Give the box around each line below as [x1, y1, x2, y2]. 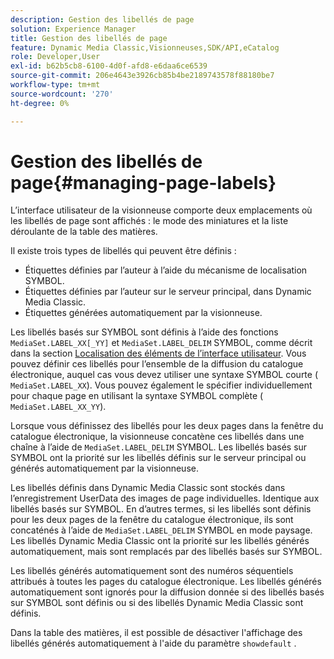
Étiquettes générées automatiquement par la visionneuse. [24, 307, 263, 319]
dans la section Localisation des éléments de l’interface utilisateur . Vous [10, 347, 307, 360]
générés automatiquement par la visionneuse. [10, 462, 199, 475]
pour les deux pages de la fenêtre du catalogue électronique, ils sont [10, 514, 294, 526]
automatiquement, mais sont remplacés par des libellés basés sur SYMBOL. [10, 546, 323, 558]
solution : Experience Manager [10, 24, 137, 34]
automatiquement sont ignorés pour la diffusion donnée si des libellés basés [10, 586, 325, 598]
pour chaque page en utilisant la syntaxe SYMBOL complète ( [10, 390, 264, 402]
